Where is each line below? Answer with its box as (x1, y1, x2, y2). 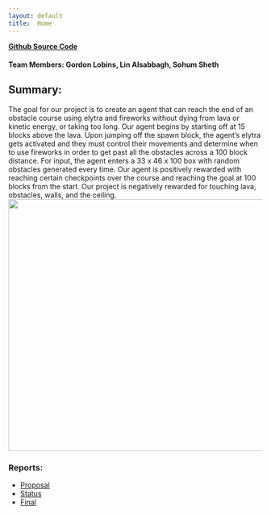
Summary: (8, 83, 62, 97)
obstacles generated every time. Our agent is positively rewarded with (8, 164, 242, 174)
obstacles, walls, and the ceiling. (8, 190, 117, 200)
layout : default (8, 11, 63, 20)
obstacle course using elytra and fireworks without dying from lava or (8, 113, 240, 122)
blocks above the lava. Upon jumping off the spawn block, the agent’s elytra (8, 130, 261, 139)
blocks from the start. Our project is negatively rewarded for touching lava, (8, 181, 256, 191)
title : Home (8, 19, 52, 27)
